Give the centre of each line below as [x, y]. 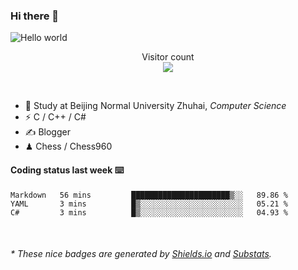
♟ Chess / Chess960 [68, 146]
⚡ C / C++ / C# [55, 117]
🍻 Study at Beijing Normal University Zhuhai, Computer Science [155, 106]
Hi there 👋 [35, 16]
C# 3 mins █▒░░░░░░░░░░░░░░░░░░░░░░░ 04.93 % [149, 212]
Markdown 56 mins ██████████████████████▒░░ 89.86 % [149, 195]
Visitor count [168, 57]
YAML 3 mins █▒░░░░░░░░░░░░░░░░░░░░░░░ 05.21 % [149, 204]
